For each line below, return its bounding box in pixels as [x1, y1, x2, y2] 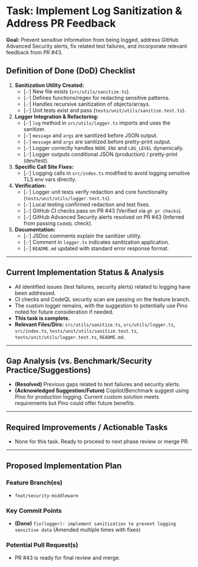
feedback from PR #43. [6, 48, 63, 56]
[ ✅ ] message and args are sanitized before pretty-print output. [23, 138, 172, 145]
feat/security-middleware [14, 493, 78, 498]
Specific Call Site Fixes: [14, 163, 74, 170]
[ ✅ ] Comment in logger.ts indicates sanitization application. [23, 238, 170, 246]
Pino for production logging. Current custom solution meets [14, 393, 159, 400]
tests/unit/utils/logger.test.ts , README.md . [14, 333, 126, 340]
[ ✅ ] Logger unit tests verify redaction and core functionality [23, 188, 168, 195]
